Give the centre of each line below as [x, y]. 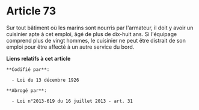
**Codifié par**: [28, 69]
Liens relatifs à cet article [38, 58]
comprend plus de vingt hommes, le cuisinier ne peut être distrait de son [96, 40]
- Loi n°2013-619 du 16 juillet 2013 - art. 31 [72, 101]
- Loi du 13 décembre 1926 [45, 80]
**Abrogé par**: [26, 90]
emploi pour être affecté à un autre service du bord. [70, 47]
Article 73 [31, 11]
